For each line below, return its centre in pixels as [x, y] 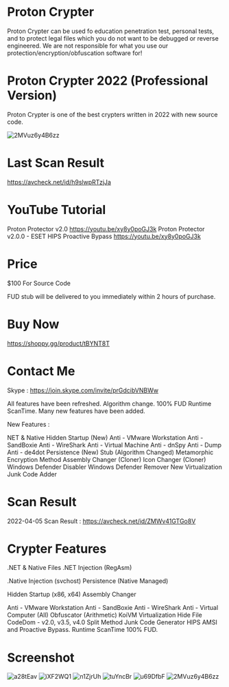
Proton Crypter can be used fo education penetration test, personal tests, [111, 31]
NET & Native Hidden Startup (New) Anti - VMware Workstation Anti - [105, 437]
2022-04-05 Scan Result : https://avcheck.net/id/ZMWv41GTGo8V [101, 521]
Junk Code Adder [32, 474]
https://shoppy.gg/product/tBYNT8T [58, 343]
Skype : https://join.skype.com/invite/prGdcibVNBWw [83, 390]
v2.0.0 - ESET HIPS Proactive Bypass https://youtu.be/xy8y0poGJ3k [104, 236]
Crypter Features [57, 549]
